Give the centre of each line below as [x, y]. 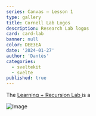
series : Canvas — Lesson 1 [40, 12]
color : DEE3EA [24, 45]
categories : [21, 61]
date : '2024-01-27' [30, 51]
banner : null [22, 39]
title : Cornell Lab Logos [38, 23]
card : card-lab [25, 34]
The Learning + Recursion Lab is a [48, 95]
